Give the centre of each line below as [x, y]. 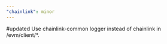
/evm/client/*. [23, 35]
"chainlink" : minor [31, 12]
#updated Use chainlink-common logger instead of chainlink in [84, 29]
